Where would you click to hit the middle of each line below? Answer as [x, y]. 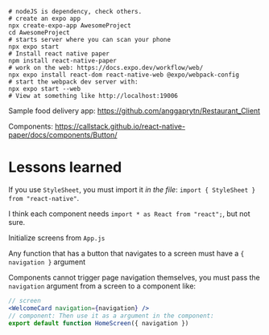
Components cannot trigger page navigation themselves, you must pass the [134, 277]
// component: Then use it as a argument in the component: [112, 316]
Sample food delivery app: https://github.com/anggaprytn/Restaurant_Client [134, 111]
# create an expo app [45, 18]
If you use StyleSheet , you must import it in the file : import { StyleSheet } [132, 190]
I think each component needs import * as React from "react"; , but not [130, 214]
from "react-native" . [44, 198]
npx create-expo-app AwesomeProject [70, 26]
